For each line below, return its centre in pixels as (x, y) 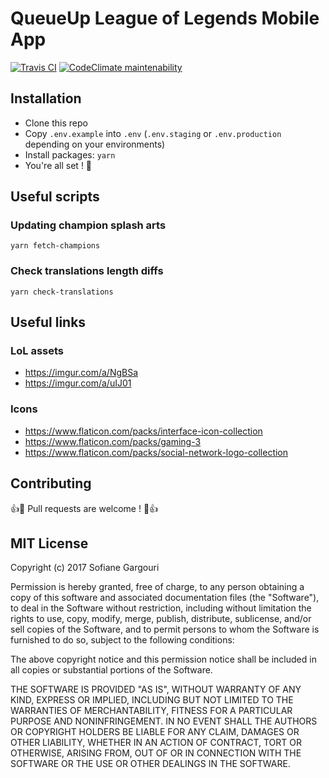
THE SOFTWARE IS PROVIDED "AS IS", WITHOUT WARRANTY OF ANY (156, 689)
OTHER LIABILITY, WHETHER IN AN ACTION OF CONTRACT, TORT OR (156, 743)
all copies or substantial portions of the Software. (111, 670)
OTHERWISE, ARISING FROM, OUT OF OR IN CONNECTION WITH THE (156, 753)
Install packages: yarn (70, 154)
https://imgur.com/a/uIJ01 (78, 383)
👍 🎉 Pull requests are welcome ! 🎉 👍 (84, 508)
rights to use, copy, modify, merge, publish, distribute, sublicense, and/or (161, 619)
